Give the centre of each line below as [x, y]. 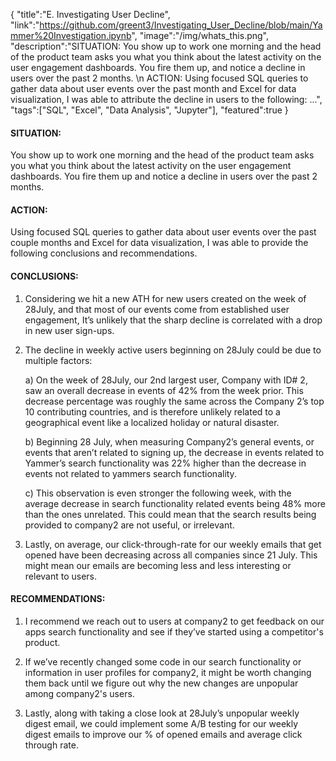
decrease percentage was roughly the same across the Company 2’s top [174, 401]
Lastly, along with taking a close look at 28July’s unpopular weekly [162, 713]
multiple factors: [58, 360]
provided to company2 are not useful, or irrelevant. [129, 525]
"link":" [25, 25]
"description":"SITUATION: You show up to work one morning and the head [166, 46]
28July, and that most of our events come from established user [157, 309]
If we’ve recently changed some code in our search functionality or [163, 661]
